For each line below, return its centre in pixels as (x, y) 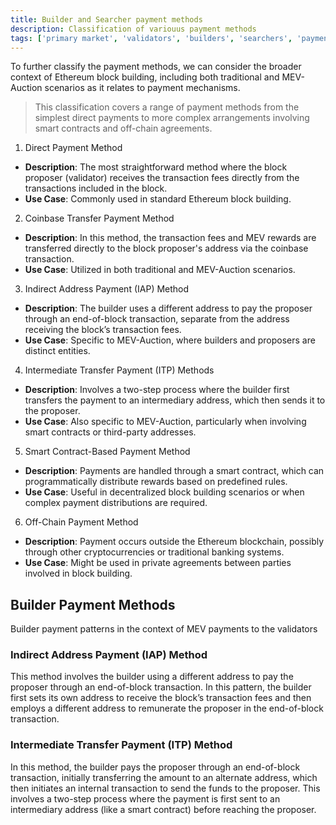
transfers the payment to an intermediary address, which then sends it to (175, 400)
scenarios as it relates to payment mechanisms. (142, 88)
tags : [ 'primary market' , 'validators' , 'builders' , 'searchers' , (151, 38)
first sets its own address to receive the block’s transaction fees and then (161, 698)
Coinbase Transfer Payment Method (99, 218)
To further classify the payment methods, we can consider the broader (156, 67)
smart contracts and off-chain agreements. (123, 128)
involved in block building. (78, 573)
